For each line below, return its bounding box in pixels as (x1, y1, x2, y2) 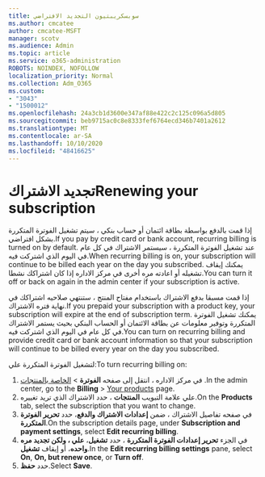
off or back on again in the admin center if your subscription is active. (8, 277, 240, 287)
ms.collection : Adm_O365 (8, 79, 92, 87)
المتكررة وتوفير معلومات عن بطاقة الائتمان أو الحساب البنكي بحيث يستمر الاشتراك (8, 318, 256, 328)
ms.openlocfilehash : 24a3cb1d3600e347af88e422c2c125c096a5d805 (8, 110, 226, 118)
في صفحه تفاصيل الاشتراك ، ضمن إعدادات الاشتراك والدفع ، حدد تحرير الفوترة (19, 409, 252, 420)
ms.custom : (8, 86, 45, 95)
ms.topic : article (8, 49, 70, 57)
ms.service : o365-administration (8, 57, 121, 65)
